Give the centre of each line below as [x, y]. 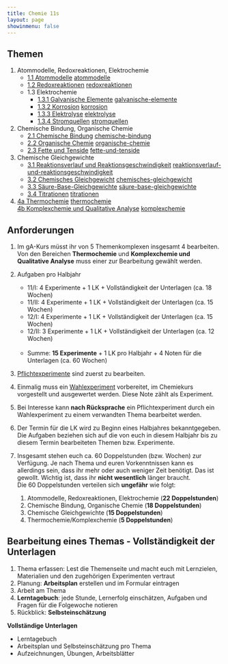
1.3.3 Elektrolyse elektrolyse [76, 114]
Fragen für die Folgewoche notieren [67, 605]
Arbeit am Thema [41, 590]
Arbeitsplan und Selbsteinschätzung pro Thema [84, 646]
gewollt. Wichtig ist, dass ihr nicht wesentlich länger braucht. [104, 477]
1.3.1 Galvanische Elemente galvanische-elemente [107, 99]
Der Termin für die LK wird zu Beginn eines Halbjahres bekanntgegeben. [119, 428]
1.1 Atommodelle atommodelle [69, 78]
